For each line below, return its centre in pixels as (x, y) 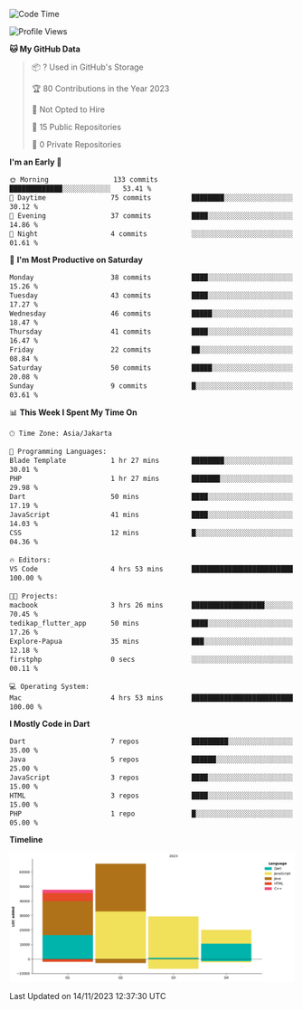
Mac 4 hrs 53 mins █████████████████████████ (151, 698)
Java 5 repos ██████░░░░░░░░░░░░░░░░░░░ (151, 760)
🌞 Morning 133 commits (84, 180)
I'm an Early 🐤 (36, 162)
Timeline (26, 840)
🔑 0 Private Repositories (76, 144)
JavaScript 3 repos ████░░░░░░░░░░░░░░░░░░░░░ (151, 778)
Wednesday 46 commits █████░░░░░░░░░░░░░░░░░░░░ (151, 314)
